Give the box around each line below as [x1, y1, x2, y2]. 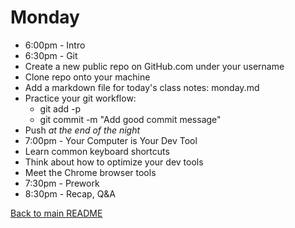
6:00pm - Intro [24, 39, 86, 51]
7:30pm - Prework [24, 177, 100, 189]
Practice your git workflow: [24, 92, 137, 104]
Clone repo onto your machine [24, 71, 151, 83]
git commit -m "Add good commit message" [39, 113, 222, 125]
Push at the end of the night [24, 124, 141, 136]
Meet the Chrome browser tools [24, 166, 157, 178]
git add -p [39, 102, 82, 115]
